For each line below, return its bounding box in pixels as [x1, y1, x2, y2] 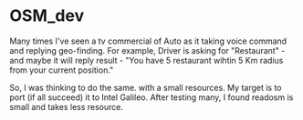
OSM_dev [9, 5, 85, 26]
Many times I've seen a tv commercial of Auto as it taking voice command [9, 35, 287, 46]
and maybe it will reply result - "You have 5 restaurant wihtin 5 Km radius [9, 55, 284, 65]
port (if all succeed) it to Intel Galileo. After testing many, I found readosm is [9, 92, 294, 103]
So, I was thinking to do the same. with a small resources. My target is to [9, 82, 282, 93]
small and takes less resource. [9, 101, 124, 112]
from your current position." [9, 65, 114, 75]
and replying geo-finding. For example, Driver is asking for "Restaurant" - [9, 45, 286, 55]
